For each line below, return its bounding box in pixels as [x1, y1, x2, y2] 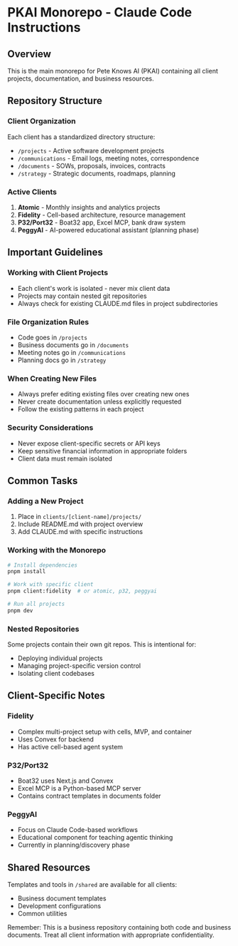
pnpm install [7, 568, 46, 575]
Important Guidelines [7, 247, 103, 259]
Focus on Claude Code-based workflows [17, 826, 139, 834]
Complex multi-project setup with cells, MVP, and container [17, 727, 193, 736]
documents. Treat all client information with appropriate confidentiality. [7, 931, 215, 940]
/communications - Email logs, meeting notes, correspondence [17, 154, 200, 163]
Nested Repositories [7, 624, 80, 634]
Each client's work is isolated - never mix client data [17, 284, 171, 292]
